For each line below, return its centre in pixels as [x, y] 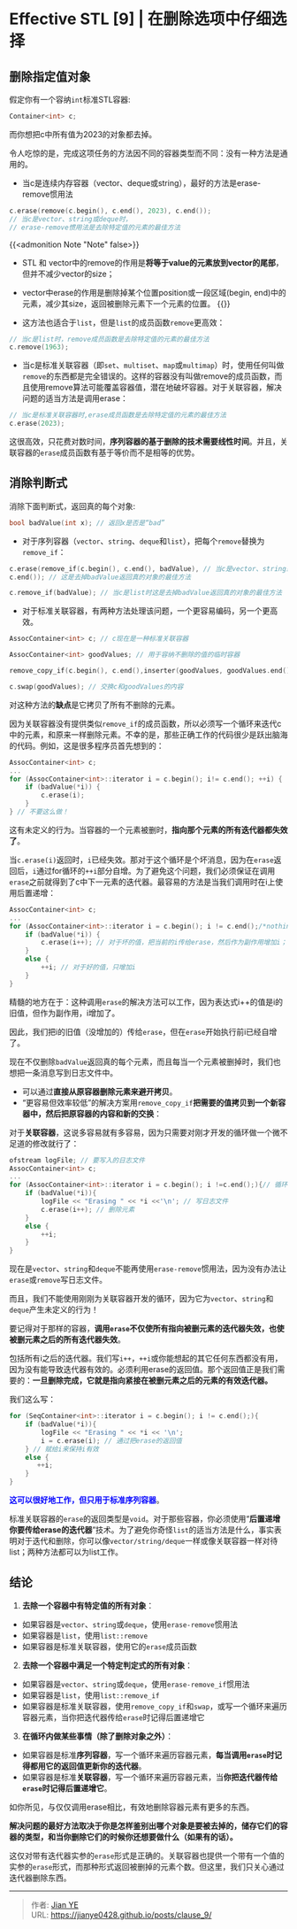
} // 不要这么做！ [39, 812]
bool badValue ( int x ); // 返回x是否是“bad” [87, 523]
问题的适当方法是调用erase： [75, 398]
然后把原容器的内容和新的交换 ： [103, 1114]
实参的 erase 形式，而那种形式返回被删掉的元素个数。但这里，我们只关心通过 [147, 1866]
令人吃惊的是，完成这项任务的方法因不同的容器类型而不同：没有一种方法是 [145, 153]
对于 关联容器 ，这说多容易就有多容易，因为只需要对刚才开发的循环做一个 [141, 1132]
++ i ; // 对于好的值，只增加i [88, 968]
